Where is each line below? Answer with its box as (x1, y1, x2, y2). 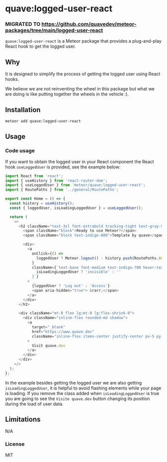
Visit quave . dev (31, 343, 66, 348)
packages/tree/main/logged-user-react (5, 27, 103, 34)
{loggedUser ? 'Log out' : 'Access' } (31, 283, 110, 288)
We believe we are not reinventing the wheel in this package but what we (5, 86, 155, 92)
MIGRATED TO (5, 21, 41, 28)
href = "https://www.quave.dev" (31, 329, 94, 334)
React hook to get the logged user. (5, 43, 76, 50)
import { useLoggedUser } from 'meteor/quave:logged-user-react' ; (5, 183, 146, 188)
